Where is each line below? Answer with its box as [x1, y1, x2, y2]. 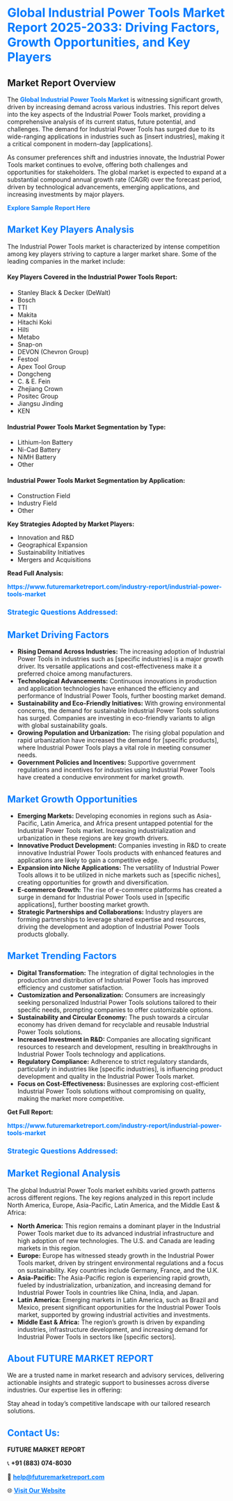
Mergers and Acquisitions [17, 555, 92, 564]
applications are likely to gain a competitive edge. [17, 856, 160, 864]
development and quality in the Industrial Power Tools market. [17, 1072, 195, 1080]
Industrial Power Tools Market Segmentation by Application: [7, 476, 186, 484]
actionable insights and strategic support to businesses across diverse [7, 1379, 210, 1387]
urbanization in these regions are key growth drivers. [17, 834, 169, 842]
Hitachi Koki [17, 318, 52, 326]
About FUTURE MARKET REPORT [7, 1352, 154, 1365]
